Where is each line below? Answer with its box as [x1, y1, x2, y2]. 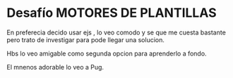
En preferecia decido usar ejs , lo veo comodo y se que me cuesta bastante [6, 28, 227, 37]
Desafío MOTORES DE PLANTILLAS [6, 5, 217, 21]
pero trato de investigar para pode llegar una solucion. [6, 35, 165, 44]
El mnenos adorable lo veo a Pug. [6, 63, 104, 71]
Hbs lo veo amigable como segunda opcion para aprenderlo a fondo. [6, 49, 207, 58]
